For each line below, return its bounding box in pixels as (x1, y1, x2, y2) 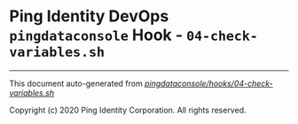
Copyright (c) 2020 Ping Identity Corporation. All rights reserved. (9, 105, 247, 115)
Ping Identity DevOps (9, 6, 169, 27)
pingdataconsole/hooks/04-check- (145, 78, 273, 89)
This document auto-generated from (9, 78, 144, 89)
